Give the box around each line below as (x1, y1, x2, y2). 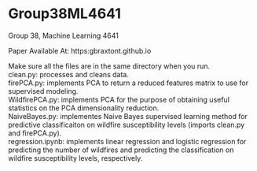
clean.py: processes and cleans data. (8, 69, 130, 79)
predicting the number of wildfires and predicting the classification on (8, 145, 234, 154)
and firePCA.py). (8, 128, 62, 138)
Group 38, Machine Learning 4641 (8, 31, 119, 40)
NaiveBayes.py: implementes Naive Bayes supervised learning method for (8, 111, 248, 121)
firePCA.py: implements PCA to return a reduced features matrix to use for (8, 78, 249, 87)
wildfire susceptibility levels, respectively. (8, 153, 143, 162)
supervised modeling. (8, 86, 79, 95)
